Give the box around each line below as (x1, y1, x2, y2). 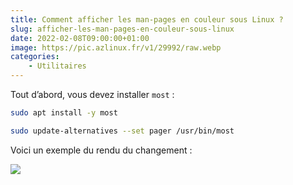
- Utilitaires (28, 61, 87, 71)
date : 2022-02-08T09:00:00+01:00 (10, 33, 150, 43)
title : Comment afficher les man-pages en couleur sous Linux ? (10, 14, 284, 25)
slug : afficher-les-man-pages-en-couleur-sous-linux (10, 24, 235, 34)
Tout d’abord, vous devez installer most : (10, 89, 175, 100)
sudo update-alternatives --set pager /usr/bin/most (10, 126, 235, 136)
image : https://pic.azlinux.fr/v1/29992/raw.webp (10, 42, 222, 53)
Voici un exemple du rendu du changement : (10, 144, 193, 156)
